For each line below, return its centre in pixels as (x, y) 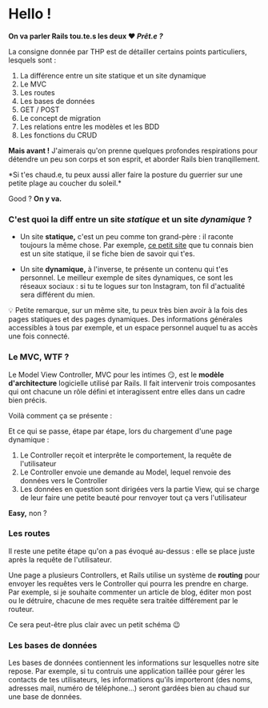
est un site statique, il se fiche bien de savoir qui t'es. (107, 254)
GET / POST (40, 110)
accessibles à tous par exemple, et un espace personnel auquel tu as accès (133, 328)
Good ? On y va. (35, 198)
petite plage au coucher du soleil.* (65, 183)
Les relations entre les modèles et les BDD (90, 126)
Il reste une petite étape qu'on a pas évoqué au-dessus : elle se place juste (132, 551)
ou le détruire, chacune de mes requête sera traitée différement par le (123, 600)
